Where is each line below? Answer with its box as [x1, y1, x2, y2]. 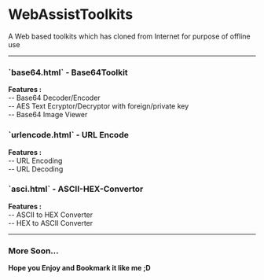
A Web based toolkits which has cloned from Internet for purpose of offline [8, 31, 251, 41]
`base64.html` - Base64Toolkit [8, 67, 128, 78]
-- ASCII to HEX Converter [8, 210, 93, 219]
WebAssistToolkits [8, 6, 134, 24]
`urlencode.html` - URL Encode [8, 130, 130, 141]
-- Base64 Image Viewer [8, 110, 88, 120]
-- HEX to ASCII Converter [8, 218, 93, 227]
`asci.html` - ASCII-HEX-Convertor [8, 183, 144, 194]
